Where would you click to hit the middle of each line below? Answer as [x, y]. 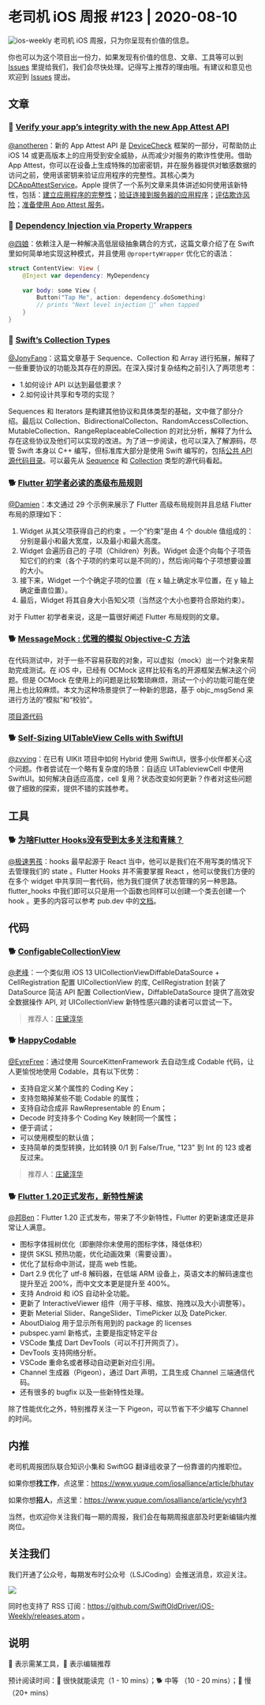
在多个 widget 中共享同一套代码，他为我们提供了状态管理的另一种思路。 [125, 881]
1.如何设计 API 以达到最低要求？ [71, 385]
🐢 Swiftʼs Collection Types [59, 339]
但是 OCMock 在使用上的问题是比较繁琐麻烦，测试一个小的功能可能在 [135, 679]
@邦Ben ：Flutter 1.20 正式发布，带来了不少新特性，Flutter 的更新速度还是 [128, 1217]
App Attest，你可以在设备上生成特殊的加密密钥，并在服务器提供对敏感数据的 [132, 165]
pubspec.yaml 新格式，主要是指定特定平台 [88, 1333]
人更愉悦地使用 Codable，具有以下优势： [75, 1071]
